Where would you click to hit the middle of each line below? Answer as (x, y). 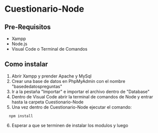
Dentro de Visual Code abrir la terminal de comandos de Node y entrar (82, 96)
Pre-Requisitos (28, 27)
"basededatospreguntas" (37, 86)
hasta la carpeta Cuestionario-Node (47, 102)
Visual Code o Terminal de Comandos (50, 49)
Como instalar (26, 64)
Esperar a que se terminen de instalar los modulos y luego (70, 125)
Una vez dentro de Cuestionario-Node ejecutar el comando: (71, 107)
